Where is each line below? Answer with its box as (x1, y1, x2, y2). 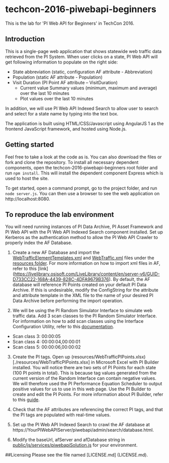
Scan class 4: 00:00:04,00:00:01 (12, 339, 80, 345)
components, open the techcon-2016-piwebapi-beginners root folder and (5, 164, 157, 170)
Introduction (5, 35, 45, 43)
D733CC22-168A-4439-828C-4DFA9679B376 (12, 276, 109, 282)
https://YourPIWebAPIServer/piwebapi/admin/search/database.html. (12, 427, 154, 433)
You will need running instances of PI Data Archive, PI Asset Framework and (5, 223, 163, 230)
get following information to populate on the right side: (5, 59, 118, 65)
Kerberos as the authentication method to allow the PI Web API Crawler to (5, 235, 158, 241)
